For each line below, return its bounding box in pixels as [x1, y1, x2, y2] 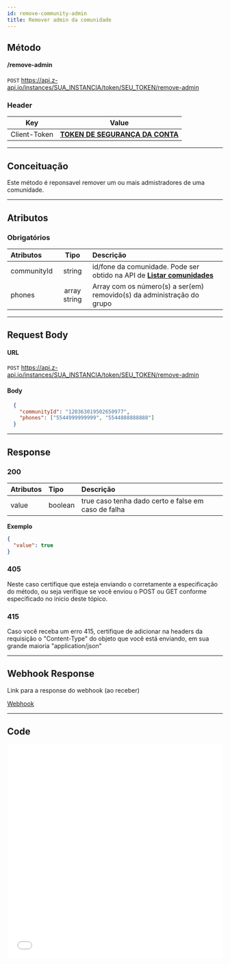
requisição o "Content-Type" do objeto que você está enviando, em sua [7, 634, 209, 643]
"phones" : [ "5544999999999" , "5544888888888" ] [19, 415, 155, 421]
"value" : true [13, 542, 53, 549]
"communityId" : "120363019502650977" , [19, 408, 130, 415]
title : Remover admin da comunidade [7, 16, 112, 23]
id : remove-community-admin [7, 10, 88, 17]
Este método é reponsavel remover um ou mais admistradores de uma [7, 179, 205, 187]
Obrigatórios [7, 232, 51, 242]
